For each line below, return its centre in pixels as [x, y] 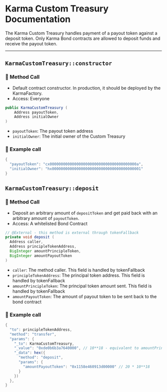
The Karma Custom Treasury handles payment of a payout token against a [81, 33]
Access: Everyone [31, 98]
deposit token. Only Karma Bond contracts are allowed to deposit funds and [83, 38]
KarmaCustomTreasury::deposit [52, 189]
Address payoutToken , [36, 112]
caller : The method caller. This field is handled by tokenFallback [79, 270]
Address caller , [26, 242]
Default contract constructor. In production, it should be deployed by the [86, 88]
